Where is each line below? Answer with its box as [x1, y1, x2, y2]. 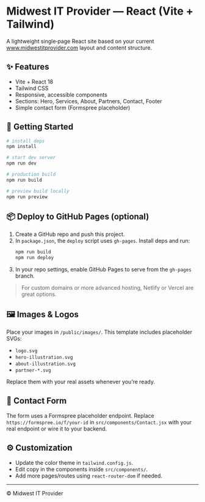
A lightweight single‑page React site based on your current [6, 37, 154, 45]
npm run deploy [15, 255, 54, 261]
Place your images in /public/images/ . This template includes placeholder [6, 328, 193, 336]
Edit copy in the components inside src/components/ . [15, 465, 148, 473]
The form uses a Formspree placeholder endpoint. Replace [6, 412, 154, 419]
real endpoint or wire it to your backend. [6, 425, 107, 432]
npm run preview [6, 194, 48, 200]
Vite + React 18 [15, 78, 54, 85]
